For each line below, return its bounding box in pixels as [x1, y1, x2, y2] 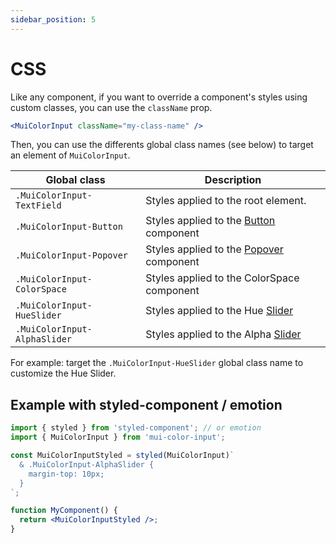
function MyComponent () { [10, 506, 118, 516]
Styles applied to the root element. [145, 194, 307, 208]
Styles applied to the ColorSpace [145, 271, 300, 285]
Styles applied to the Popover [145, 242, 284, 256]
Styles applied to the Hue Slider [145, 304, 294, 318]
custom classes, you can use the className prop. [10, 101, 213, 113]
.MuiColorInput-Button [15, 221, 123, 233]
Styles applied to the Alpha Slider [145, 327, 302, 341]
